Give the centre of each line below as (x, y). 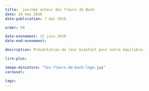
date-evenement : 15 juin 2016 (36, 36)
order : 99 (15, 27)
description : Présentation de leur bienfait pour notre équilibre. (75, 50)
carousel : (15, 72)
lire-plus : (16, 59)
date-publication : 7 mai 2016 (36, 19)
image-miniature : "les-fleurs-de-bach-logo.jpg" (55, 67)
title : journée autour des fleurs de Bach (50, 10)
